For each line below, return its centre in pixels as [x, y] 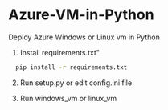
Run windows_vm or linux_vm [68, 98]
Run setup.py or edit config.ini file [76, 83]
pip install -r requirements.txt [72, 67]
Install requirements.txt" [60, 52]
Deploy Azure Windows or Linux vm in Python [84, 37]
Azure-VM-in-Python [81, 15]
